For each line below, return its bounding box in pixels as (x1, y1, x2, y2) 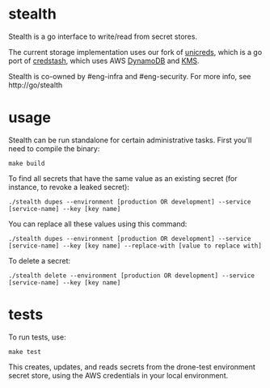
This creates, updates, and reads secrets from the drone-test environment (8, 361, 256, 372)
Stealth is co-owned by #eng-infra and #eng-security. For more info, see (8, 71, 251, 81)
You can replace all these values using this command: (8, 219, 188, 229)
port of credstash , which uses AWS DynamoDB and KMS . (8, 56, 200, 65)
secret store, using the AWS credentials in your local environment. (8, 370, 229, 380)
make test (8, 348, 42, 356)
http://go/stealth (8, 80, 63, 90)
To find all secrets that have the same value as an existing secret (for (8, 173, 238, 183)
